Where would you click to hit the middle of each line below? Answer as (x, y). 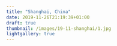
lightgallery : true (31, 34)
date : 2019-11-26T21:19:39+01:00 (48, 17)
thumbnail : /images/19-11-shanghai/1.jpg (59, 28)
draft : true (21, 23)
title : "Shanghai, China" (38, 12)
